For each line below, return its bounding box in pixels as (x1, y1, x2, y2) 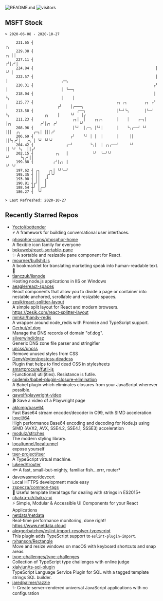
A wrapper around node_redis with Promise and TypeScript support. (12, 319, 149, 325)
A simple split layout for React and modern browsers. (12, 304, 119, 310)
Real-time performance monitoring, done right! (12, 517, 106, 523)
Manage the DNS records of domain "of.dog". (12, 330, 104, 336)
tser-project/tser (12, 451, 45, 457)
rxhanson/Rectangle (12, 538, 53, 544)
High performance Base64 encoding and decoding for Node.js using (12, 420, 150, 426)
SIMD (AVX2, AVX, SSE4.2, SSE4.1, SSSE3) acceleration (12, 425, 124, 431)
